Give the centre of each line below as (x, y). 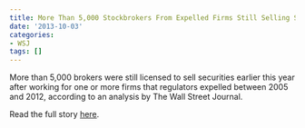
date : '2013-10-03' (46, 26)
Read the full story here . (54, 114)
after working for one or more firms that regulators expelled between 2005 (149, 87)
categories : (32, 34)
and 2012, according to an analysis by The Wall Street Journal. (126, 97)
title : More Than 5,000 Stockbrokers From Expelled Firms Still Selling (150, 18)
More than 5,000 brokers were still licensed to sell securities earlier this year (152, 77)
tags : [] (26, 52)
